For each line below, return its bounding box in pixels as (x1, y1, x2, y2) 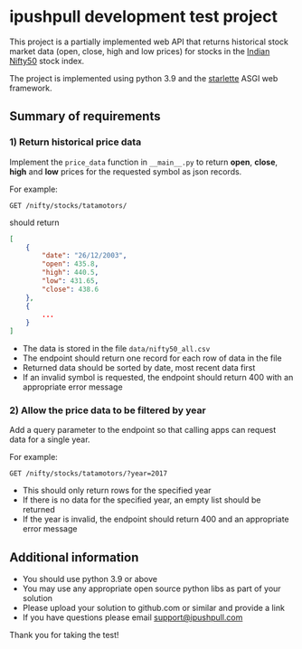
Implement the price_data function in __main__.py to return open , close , (9, 156, 278, 167)
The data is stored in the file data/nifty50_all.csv (22, 343, 211, 354)
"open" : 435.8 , (42, 259, 99, 268)
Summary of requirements (9, 108, 161, 124)
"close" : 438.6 (42, 285, 99, 294)
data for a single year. (9, 434, 90, 445)
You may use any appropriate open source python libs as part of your (22, 583, 282, 594)
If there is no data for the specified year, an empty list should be (22, 494, 261, 505)
